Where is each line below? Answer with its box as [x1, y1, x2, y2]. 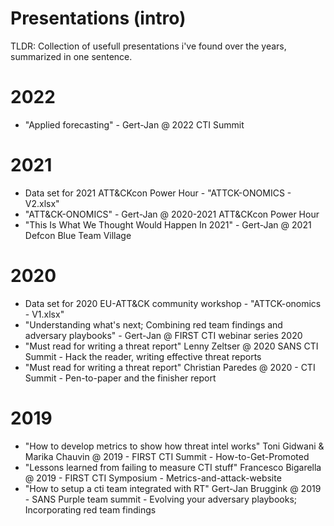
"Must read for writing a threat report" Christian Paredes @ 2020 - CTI [24, 361, 316, 373]
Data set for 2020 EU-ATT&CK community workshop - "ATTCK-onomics [24, 297, 322, 309]
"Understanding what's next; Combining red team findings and [24, 318, 283, 331]
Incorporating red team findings [24, 503, 157, 516]
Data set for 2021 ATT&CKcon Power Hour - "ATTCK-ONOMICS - [24, 187, 292, 199]
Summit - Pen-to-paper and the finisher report [24, 372, 217, 384]
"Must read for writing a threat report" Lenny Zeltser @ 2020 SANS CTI [24, 340, 319, 352]
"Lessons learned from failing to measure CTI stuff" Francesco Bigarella [24, 461, 322, 473]
